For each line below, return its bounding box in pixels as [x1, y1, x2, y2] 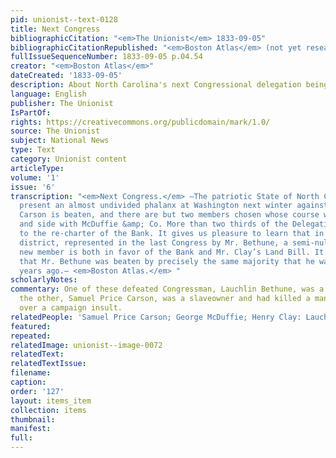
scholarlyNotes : [10, 275, 78, 285]
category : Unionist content [10, 154, 128, 164]
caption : [10, 377, 47, 387]
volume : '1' [10, 172, 60, 183]
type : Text [10, 145, 56, 155]
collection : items [10, 405, 87, 415]
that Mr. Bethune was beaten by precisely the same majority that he [19, 256, 315, 266]
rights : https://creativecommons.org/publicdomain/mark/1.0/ [10, 117, 271, 127]
